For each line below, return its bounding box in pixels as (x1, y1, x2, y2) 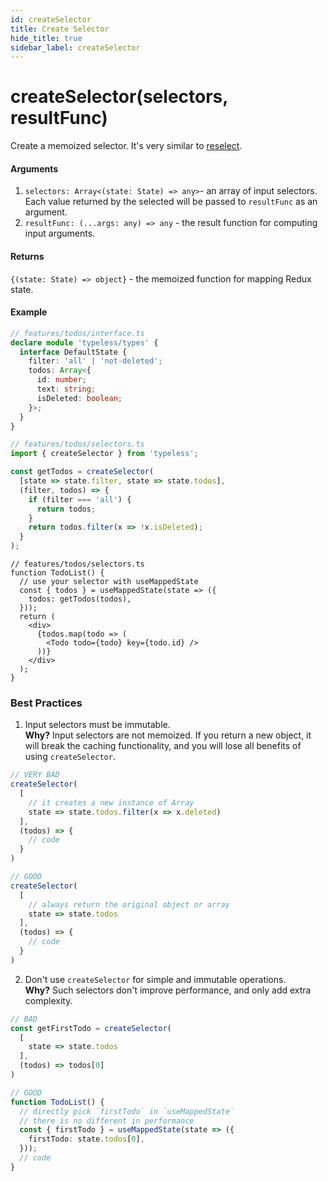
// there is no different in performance (19, 1116, 195, 1126)
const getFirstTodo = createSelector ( (10, 1023, 172, 1033)
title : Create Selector (10, 24, 110, 34)
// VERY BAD (10, 770, 60, 780)
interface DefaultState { (19, 347, 128, 357)
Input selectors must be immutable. (24, 719, 171, 731)
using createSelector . (24, 751, 116, 763)
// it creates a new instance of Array (28, 797, 195, 808)
